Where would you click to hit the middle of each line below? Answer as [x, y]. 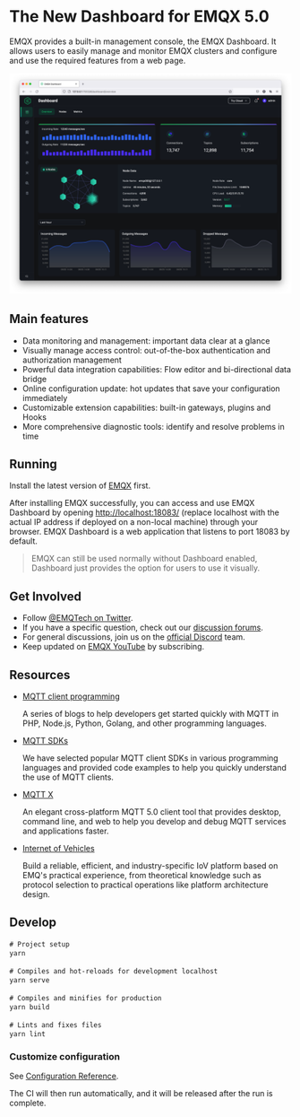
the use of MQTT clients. [68, 777]
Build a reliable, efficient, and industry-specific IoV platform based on [150, 865]
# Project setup [39, 944]
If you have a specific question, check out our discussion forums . [143, 628]
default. [24, 541]
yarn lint [28, 1034]
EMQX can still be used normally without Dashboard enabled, [144, 559]
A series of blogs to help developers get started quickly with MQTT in [150, 713]
